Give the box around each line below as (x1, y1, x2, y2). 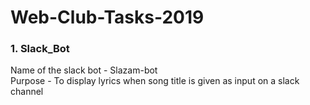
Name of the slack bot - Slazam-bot (10, 64, 158, 76)
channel (10, 86, 44, 98)
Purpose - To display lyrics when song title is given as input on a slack (10, 75, 300, 87)
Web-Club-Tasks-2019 (10, 6, 205, 29)
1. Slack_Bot (10, 42, 70, 56)
